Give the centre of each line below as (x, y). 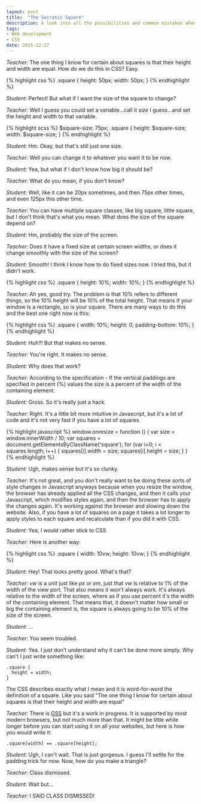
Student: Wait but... (30, 784)
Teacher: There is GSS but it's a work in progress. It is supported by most (97, 713)
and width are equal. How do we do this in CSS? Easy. (73, 68)
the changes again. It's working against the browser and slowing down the (98, 506)
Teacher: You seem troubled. (42, 638)
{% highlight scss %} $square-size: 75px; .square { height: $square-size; (96, 128)
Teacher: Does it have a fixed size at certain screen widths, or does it (92, 246)
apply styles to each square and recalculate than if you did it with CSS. (93, 518)
